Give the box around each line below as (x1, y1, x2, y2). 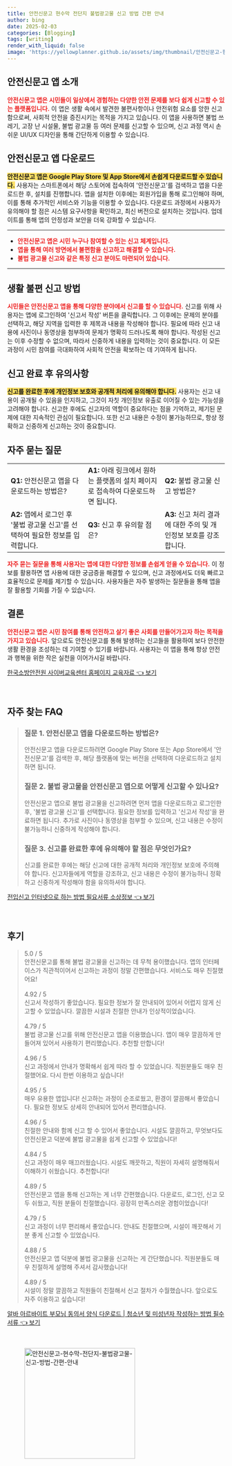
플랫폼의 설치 (96, 475, 137, 485)
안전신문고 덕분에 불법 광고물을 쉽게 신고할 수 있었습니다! (23, 1135, 177, 1143)
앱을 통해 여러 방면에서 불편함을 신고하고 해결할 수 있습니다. (17, 245, 176, 253)
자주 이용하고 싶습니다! (23, 1294, 86, 1303)
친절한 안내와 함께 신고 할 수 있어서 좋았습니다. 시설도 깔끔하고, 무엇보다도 (23, 1126, 223, 1135)
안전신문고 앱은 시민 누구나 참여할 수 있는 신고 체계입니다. (17, 237, 171, 245)
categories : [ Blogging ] (7, 29, 76, 37)
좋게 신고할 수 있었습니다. (31, 1231, 100, 1239)
